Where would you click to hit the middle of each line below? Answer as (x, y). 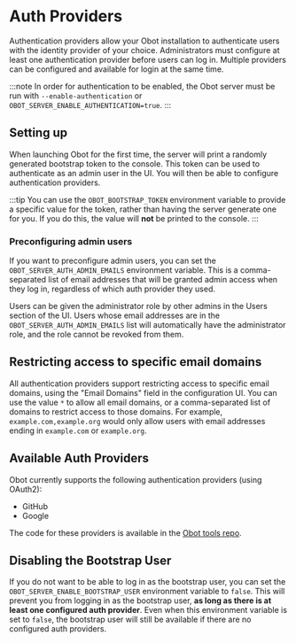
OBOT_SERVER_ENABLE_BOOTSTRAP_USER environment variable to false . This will (147, 592)
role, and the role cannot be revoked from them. (97, 335)
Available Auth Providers (79, 458)
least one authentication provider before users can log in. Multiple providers (148, 59)
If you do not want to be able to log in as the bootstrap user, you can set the (148, 582)
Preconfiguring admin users (71, 241)
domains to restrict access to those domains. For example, (116, 411)
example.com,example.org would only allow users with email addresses (137, 421)
